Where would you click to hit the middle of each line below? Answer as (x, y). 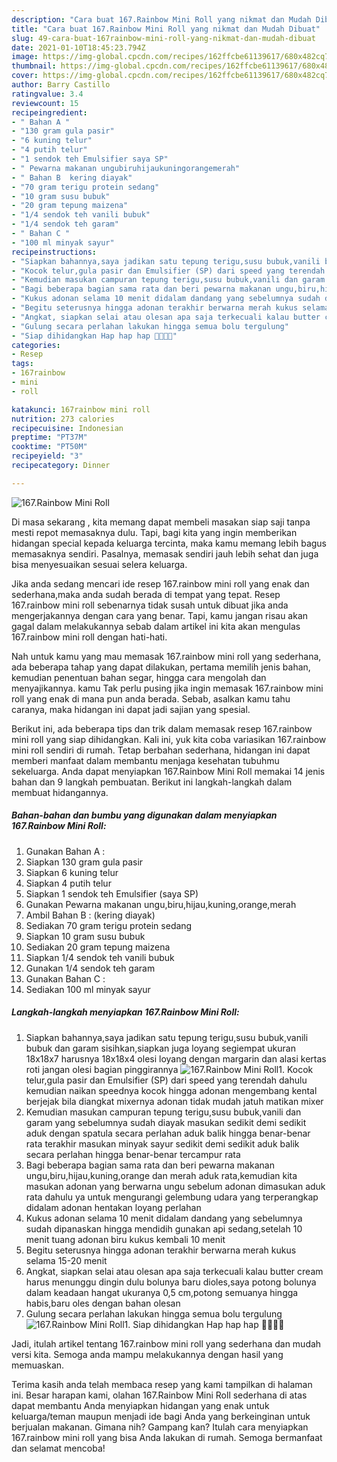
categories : (36, 345)
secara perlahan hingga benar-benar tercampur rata (133, 1154)
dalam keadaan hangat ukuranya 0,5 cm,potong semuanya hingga (162, 1292)
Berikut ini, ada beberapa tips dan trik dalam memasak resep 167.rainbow (162, 728)
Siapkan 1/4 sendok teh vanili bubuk (100, 957)
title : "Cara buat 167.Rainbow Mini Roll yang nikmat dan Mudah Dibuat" (166, 29)
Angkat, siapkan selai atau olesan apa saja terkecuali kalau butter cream (174, 1271)
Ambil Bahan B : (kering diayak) (90, 915)
